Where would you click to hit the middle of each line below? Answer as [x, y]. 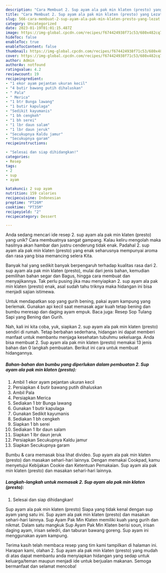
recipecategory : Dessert [31, 216]
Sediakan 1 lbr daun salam [39, 429]
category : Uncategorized [31, 24]
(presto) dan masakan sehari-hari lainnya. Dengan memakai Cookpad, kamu [83, 460]
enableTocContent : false [31, 47]
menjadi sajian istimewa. [31, 292]
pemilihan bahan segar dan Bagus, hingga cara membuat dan [68, 276]
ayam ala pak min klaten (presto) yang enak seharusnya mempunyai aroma [82, 251]
